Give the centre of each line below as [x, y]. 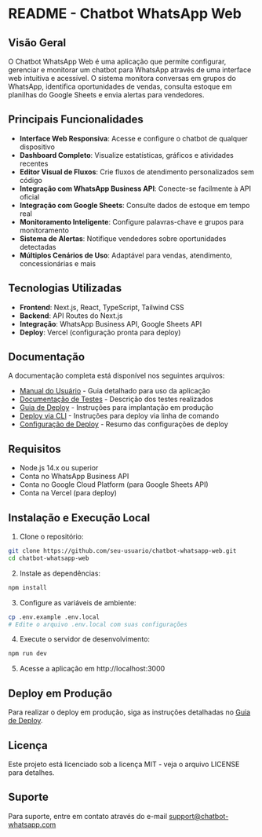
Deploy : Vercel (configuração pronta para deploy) [100, 332]
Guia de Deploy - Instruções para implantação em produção [116, 408]
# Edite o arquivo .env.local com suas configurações [98, 624]
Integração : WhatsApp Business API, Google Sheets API [111, 323]
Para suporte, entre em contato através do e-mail [87, 816]
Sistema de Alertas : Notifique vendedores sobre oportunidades [123, 238]
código [31, 180]
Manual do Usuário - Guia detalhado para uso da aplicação [115, 391]
